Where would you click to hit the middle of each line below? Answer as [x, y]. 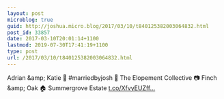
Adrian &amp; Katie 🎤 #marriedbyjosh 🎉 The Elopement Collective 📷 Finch [112, 77]
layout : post [26, 13]
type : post [23, 52]
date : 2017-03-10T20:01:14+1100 [53, 39]
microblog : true [30, 20]
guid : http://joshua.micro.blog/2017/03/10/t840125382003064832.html [108, 26]
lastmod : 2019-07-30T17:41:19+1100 [58, 45]
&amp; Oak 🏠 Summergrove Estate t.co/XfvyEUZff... [81, 88]
